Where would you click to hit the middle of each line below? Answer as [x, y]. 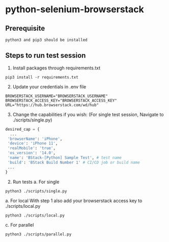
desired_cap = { [22, 129]
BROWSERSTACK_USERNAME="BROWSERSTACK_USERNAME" [57, 96]
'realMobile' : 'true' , [32, 148]
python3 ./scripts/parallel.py [38, 234]
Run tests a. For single [36, 182]
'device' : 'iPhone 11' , [33, 143]
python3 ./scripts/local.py [35, 215]
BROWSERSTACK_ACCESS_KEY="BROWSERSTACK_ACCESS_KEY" [61, 101]
